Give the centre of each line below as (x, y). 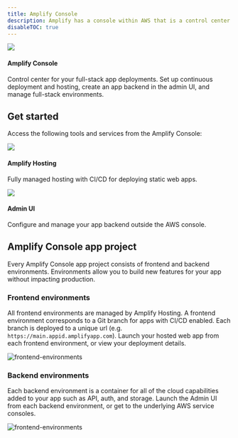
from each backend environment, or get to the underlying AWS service (111, 406)
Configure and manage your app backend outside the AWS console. (107, 224)
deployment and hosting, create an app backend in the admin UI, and (108, 87)
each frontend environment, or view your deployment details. (97, 343)
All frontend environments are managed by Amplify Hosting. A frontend (112, 313)
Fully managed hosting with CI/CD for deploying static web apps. (102, 179)
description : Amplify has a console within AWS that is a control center (119, 21)
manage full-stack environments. (56, 94)
